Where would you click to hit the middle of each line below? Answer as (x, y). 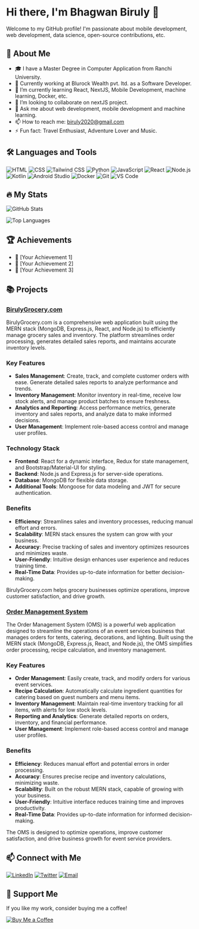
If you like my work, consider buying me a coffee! (67, 908)
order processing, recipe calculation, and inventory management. (86, 650)
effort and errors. (36, 528)
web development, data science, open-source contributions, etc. (86, 35)
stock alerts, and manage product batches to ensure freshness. (93, 401)
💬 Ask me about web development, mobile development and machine (100, 108)
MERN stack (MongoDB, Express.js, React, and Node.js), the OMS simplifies (99, 644)
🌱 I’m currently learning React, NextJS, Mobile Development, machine (100, 89)
